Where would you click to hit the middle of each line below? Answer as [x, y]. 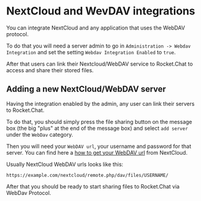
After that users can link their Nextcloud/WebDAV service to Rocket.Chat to [100, 64]
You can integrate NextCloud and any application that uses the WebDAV [96, 28]
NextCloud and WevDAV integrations [101, 11]
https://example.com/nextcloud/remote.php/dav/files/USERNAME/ [88, 175]
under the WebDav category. [40, 134]
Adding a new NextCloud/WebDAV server [86, 89]
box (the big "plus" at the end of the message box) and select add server [97, 128]
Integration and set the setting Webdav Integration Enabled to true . [91, 52]
